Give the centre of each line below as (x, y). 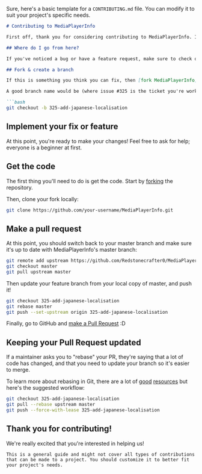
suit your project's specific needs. (48, 15)
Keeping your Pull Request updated (74, 342)
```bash (16, 102)
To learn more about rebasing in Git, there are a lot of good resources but (97, 381)
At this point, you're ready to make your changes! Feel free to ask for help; (98, 141)
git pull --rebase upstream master (51, 405)
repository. (20, 187)
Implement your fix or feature (62, 127)
